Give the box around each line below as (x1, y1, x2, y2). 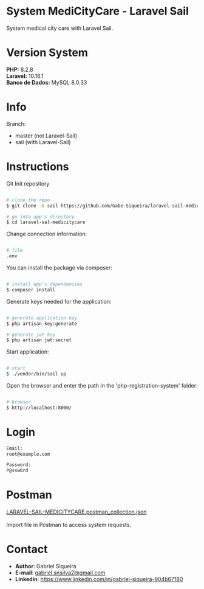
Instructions (6, 160, 69, 173)
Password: (6, 462, 32, 468)
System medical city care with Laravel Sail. (6, 24, 114, 32)
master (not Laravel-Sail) (15, 132, 78, 139)
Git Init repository (6, 179, 50, 187)
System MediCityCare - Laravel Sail (6, 4, 189, 18)
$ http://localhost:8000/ (6, 405, 72, 411)
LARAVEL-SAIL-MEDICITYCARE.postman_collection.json (6, 508, 147, 515)
